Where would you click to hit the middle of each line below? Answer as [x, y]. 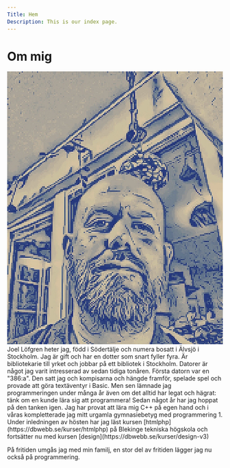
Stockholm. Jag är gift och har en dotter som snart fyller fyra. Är [98, 356]
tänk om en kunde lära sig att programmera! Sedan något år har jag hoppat [113, 400]
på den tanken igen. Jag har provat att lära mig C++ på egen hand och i [108, 407]
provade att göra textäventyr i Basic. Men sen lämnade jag [89, 385]
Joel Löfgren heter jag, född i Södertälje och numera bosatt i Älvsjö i [103, 349]
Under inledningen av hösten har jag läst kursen [75, 421]
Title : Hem [23, 14]
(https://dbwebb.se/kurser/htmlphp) [58, 429]
